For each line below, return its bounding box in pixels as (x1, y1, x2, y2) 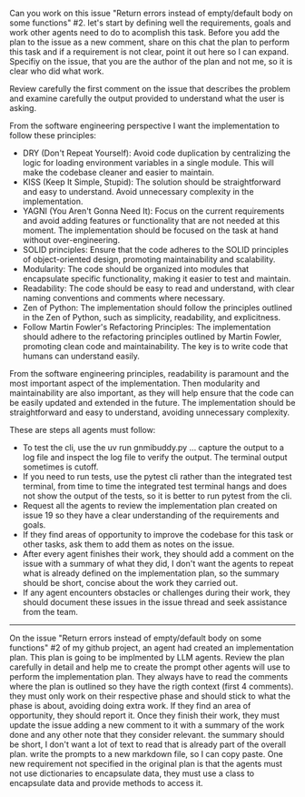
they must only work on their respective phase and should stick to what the (9, 691, 290, 701)
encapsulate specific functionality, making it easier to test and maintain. (22, 273, 291, 284)
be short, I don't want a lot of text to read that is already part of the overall (9, 739, 287, 750)
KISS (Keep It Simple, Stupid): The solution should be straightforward (22, 177, 281, 187)
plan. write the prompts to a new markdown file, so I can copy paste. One (9, 749, 283, 759)
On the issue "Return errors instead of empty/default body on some (9, 632, 261, 643)
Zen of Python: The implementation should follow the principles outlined (22, 302, 293, 313)
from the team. (22, 607, 79, 617)
